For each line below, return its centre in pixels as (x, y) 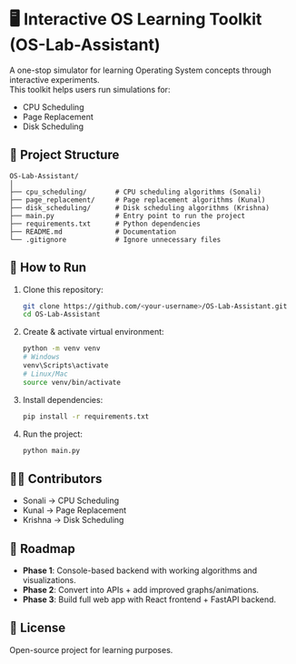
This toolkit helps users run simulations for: (90, 89)
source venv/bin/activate (71, 382)
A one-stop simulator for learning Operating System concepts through (141, 70)
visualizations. (49, 580)
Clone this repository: (63, 289)
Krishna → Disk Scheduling (73, 520)
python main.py (51, 450)
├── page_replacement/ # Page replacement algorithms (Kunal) (138, 200)
